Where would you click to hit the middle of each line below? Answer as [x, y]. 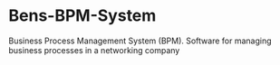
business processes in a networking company [94, 50]
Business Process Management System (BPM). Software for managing [140, 41]
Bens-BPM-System [82, 16]
